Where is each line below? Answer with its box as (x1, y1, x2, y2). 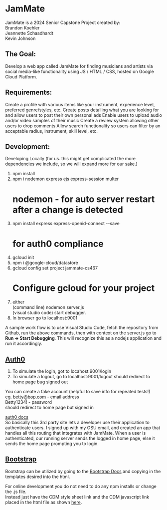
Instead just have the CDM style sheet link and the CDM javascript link (5, 494, 150, 500)
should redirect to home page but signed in (5, 405, 94, 410)
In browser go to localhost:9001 (12, 315, 78, 321)
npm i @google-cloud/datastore (12, 260, 78, 266)
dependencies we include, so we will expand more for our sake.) (5, 161, 138, 167)
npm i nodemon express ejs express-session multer (12, 176, 119, 182)
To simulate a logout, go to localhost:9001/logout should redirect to (12, 374, 151, 379)
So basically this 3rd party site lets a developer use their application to (5, 420, 150, 425)
